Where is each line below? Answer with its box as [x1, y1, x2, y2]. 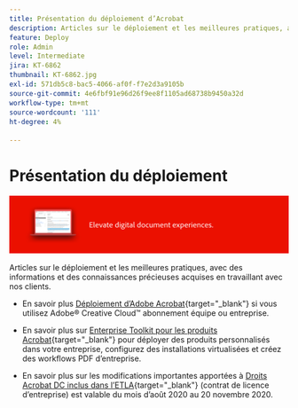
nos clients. [9, 281, 51, 292]
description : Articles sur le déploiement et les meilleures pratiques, [9, 23, 284, 33]
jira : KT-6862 [9, 61, 62, 70]
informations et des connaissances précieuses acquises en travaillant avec [9, 271, 283, 283]
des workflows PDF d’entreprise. [21, 353, 142, 364]
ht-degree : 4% [9, 117, 62, 126]
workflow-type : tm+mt [9, 98, 90, 107]
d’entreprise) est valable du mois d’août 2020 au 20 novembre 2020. [21, 389, 273, 400]
